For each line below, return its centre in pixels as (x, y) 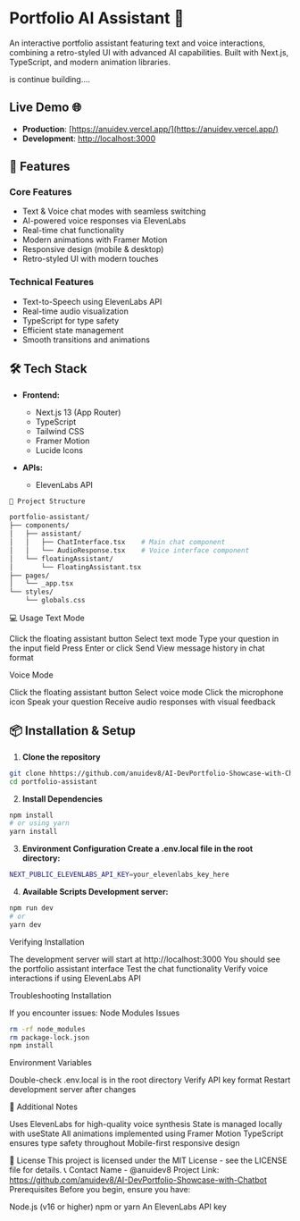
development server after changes (73, 1090)
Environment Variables (50, 1063)
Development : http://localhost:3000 (89, 139)
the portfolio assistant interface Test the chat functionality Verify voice (139, 968)
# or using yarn (39, 823)
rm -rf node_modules (48, 1029)
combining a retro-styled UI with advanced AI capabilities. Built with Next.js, (149, 52)
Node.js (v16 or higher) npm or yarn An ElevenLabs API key (118, 1207)
